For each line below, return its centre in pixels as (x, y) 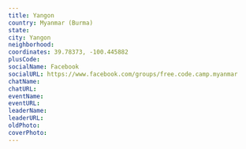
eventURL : (24, 103)
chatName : (24, 81)
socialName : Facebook (44, 67)
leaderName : (28, 111)
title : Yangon (32, 15)
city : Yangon (30, 37)
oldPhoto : (24, 125)
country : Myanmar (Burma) (50, 23)
